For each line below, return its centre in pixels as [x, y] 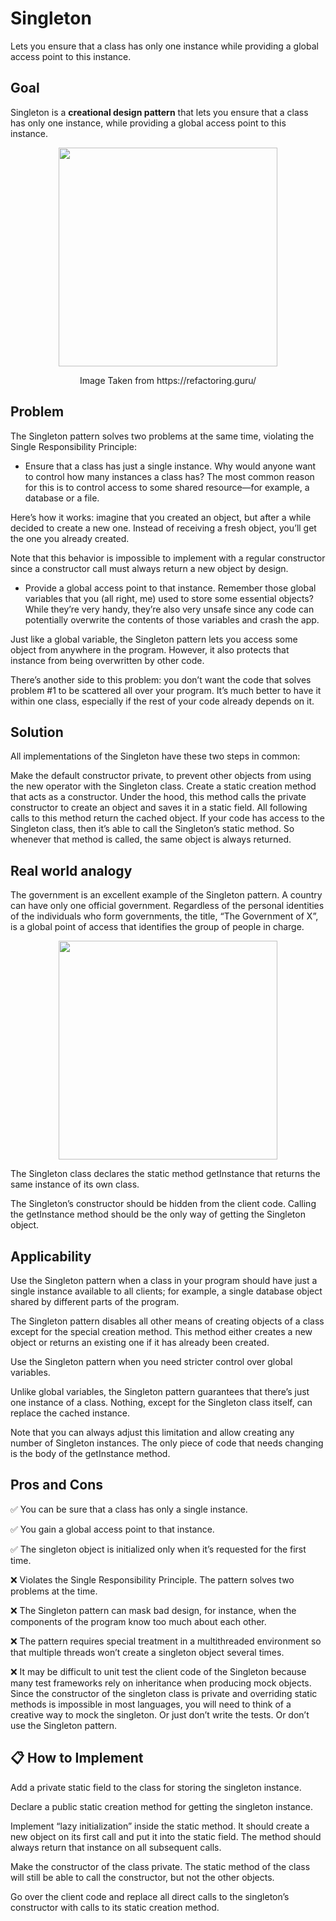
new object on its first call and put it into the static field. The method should [166, 1836]
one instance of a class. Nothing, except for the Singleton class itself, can [161, 1402]
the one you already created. [70, 538]
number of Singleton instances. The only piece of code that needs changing [167, 1443]
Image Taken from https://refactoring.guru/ [168, 380]
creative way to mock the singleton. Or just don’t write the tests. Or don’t [160, 1714]
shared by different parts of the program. [95, 1301]
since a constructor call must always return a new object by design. [149, 568]
